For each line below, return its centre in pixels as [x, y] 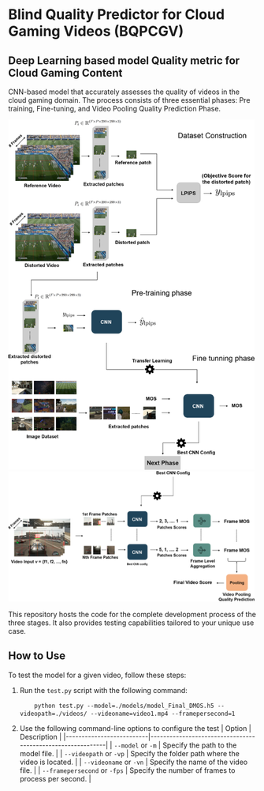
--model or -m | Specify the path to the [175, 745]
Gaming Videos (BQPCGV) [96, 31]
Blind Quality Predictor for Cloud [117, 15]
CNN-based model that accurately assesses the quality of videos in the [124, 92]
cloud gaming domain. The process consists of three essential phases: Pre [129, 100]
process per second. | [56, 778]
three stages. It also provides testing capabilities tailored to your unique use [131, 623]
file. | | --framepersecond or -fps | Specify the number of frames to [127, 770]
